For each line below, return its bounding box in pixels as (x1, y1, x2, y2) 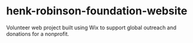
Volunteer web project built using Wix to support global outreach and (6, 24, 177, 31)
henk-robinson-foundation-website (6, 4, 188, 18)
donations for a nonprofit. (6, 30, 70, 37)
